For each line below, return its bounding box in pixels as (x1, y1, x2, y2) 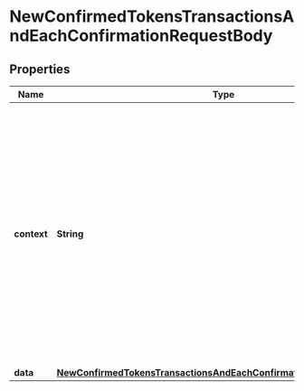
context (14, 228, 48, 240)
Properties (9, 61, 71, 77)
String (56, 228, 84, 240)
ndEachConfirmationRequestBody (9, 25, 273, 46)
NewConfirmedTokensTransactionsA (9, 6, 295, 27)
